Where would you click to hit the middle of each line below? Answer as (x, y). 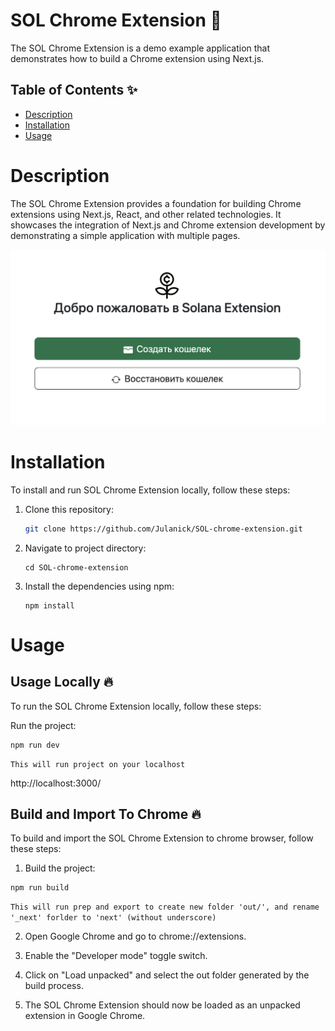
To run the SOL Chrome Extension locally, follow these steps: (136, 706)
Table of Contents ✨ (74, 90)
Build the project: (60, 868)
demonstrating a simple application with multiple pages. (125, 235)
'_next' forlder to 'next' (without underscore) (113, 918)
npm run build (40, 888)
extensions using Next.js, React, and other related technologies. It (146, 214)
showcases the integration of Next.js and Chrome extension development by (168, 225)
